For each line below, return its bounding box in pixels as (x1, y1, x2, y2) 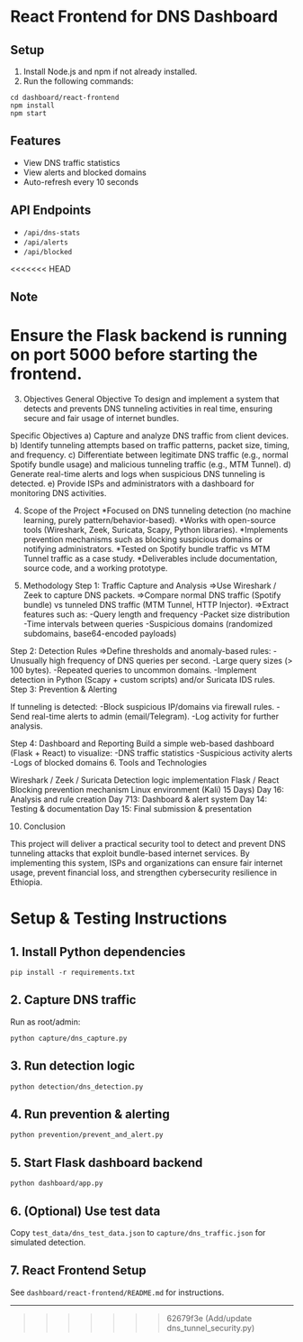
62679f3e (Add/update (166, 1312, 253, 1323)
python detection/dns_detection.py (10, 1082, 144, 1091)
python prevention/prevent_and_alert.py (10, 1130, 165, 1140)
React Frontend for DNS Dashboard (10, 6, 278, 27)
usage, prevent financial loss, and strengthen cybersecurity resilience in (10, 867, 278, 878)
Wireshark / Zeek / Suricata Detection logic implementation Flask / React (10, 774, 280, 786)
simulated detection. (10, 1237, 86, 1248)
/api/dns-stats (22, 228, 81, 237)
